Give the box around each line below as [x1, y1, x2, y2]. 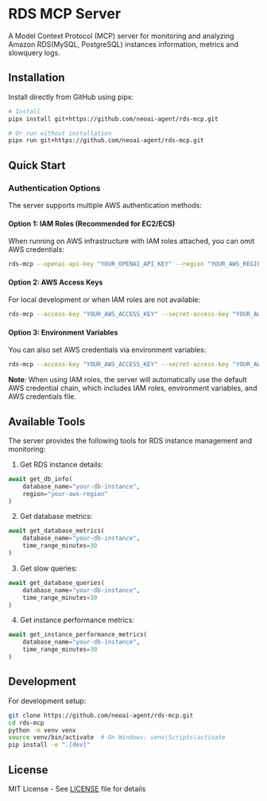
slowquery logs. [8, 48, 61, 57]
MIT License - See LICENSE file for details [8, 784, 146, 793]
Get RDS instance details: [19, 459, 103, 469]
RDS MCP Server [8, 5, 122, 23]
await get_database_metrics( [8, 527, 105, 535]
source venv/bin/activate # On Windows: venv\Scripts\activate [8, 733, 226, 741]
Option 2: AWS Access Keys [8, 277, 103, 287]
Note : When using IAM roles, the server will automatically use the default [8, 375, 248, 385]
